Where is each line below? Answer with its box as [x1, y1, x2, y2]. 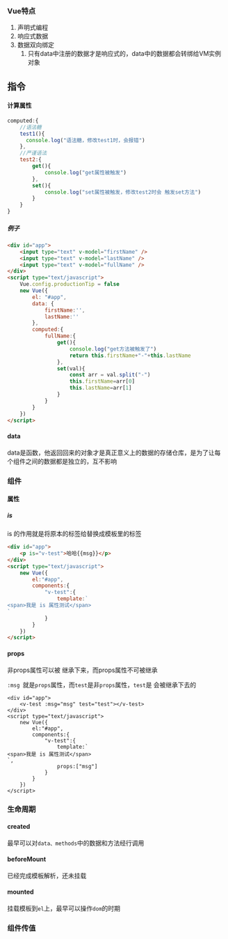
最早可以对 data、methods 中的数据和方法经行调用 [7, 839, 145, 847]
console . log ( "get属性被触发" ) [44, 169, 127, 176]
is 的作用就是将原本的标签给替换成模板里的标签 [7, 530, 142, 538]
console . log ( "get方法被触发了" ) [69, 345, 157, 353]
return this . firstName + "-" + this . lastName [69, 352, 191, 359]
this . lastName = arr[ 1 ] [69, 385, 132, 392]
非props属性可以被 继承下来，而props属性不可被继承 [7, 666, 158, 674]
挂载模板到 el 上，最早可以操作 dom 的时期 [7, 904, 120, 913]
